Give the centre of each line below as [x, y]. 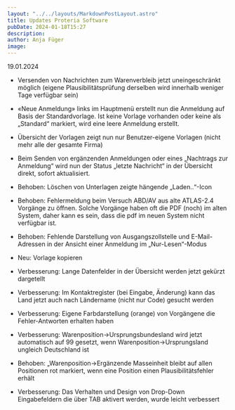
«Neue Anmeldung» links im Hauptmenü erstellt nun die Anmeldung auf [121, 109]
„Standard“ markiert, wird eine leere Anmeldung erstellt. [99, 123]
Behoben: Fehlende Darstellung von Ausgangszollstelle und [103, 237]
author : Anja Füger [36, 40]
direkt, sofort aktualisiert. [54, 173]
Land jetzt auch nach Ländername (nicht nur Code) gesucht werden [115, 300]
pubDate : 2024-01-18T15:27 [47, 27]
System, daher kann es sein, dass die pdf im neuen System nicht [111, 216]
